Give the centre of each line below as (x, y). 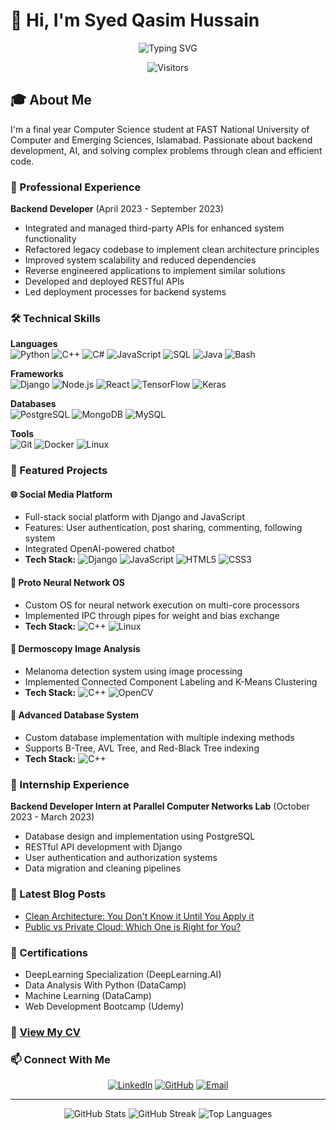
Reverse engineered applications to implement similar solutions (155, 271)
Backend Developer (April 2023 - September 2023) (117, 209)
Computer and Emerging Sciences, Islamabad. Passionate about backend (161, 140)
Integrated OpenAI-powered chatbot (99, 549)
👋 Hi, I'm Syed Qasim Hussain (135, 20)
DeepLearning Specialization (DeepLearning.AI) (123, 974)
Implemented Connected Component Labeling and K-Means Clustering (171, 681)
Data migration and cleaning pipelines (103, 868)
